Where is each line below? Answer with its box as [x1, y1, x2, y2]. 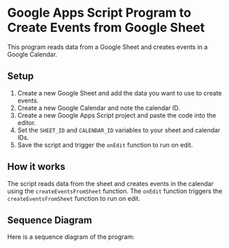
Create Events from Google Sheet [7, 20, 205, 36]
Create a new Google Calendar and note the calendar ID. [17, 103, 180, 112]
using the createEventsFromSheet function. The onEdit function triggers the [7, 187, 223, 195]
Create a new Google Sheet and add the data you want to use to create [17, 88, 222, 97]
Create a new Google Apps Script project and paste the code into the [17, 111, 216, 119]
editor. [17, 118, 36, 127]
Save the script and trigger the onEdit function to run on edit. [17, 141, 193, 149]
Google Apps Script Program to [7, 5, 192, 21]
